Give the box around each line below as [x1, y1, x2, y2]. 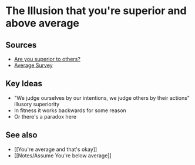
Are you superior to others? [14, 56, 80, 62]
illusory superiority [14, 100, 60, 107]
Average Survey [14, 62, 53, 69]
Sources [5, 40, 37, 50]
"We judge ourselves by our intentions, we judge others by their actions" [14, 94, 190, 101]
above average [5, 16, 80, 30]
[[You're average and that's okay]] [14, 146, 97, 153]
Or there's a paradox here [14, 113, 77, 120]
